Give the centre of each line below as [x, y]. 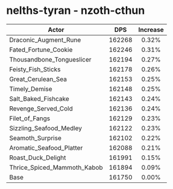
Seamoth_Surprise [35, 138]
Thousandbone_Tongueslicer [50, 59]
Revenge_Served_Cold [41, 108]
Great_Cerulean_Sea [38, 79]
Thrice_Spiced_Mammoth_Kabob [56, 167]
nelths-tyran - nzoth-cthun [76, 11]
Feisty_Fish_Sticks [35, 69]
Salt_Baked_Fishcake [39, 98]
